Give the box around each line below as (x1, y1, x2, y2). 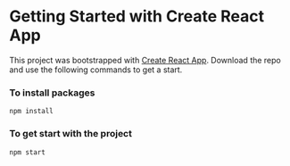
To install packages (9, 87, 95, 99)
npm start (9, 147, 46, 157)
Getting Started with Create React (9, 6, 265, 27)
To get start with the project (9, 128, 132, 140)
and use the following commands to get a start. (9, 64, 183, 75)
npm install (9, 107, 54, 116)
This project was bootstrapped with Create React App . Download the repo (9, 54, 281, 65)
